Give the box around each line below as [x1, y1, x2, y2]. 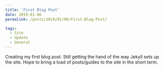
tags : [5, 26, 17, 31]
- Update [10, 35, 28, 40]
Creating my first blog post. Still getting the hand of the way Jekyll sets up [5, 53, 159, 59]
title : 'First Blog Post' [5, 7, 60, 13]
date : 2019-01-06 [5, 12, 42, 17]
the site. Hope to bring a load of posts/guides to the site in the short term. [5, 59, 158, 65]
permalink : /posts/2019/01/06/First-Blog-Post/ [5, 17, 107, 22]
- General [10, 40, 30, 45]
